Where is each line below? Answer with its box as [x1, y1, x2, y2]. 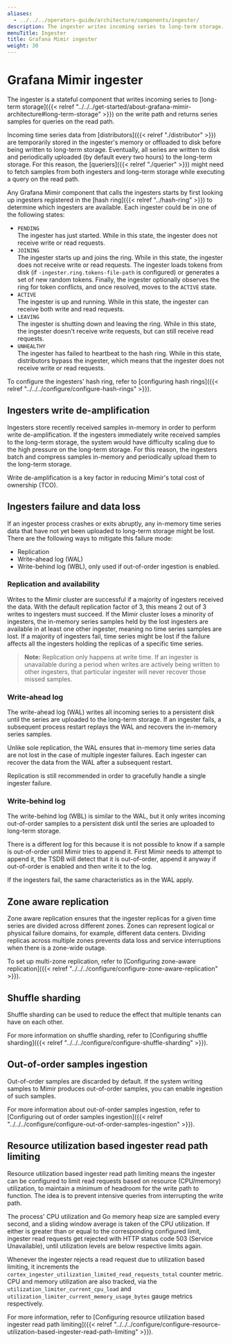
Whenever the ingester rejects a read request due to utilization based [7, 1255, 205, 1263]
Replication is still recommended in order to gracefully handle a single [7, 772, 206, 780]
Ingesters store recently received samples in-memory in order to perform [7, 423, 216, 431]
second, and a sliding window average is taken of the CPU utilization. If [7, 1220, 210, 1228]
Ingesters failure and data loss [7, 501, 141, 513]
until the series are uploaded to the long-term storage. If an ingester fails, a [7, 716, 222, 724]
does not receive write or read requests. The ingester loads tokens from [17, 261, 223, 269]
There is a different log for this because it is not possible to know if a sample [7, 840, 225, 849]
